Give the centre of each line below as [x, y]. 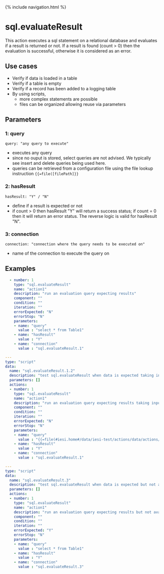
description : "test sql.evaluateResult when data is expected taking [82, 376]
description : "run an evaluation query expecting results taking [82, 403]
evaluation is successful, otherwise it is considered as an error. [68, 51]
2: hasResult [20, 186]
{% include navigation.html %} [36, 7]
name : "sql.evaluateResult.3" [40, 480]
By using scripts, [29, 94]
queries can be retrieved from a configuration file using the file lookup [82, 168]
